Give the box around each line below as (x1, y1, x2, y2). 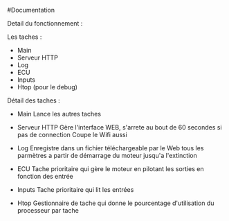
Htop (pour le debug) (17, 83, 78, 91)
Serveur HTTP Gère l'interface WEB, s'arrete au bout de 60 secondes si (17, 123, 223, 131)
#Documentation (7, 6, 55, 14)
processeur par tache (17, 206, 80, 214)
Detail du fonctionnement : (7, 19, 83, 27)
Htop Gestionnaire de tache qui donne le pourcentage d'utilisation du (17, 199, 214, 207)
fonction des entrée (17, 173, 74, 180)
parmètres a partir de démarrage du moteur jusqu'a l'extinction (17, 152, 197, 159)
